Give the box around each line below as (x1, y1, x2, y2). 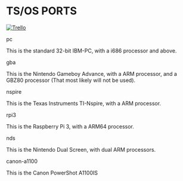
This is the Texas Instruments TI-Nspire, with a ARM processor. (6, 100, 162, 107)
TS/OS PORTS (6, 4, 77, 18)
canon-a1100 (6, 157, 38, 165)
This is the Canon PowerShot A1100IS (6, 169, 98, 176)
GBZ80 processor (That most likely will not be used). (6, 76, 136, 84)
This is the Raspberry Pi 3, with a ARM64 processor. (6, 122, 134, 130)
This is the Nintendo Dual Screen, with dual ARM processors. (6, 146, 156, 153)
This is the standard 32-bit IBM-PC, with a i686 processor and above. (6, 47, 177, 54)
